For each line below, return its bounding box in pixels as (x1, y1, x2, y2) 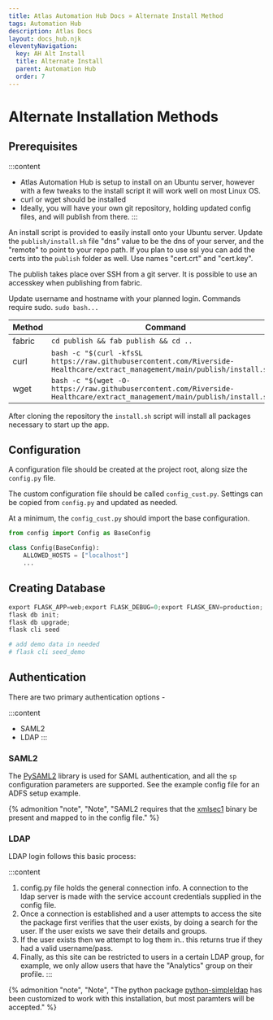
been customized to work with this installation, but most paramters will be (8, 994, 255, 1004)
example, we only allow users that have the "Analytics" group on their (19, 961, 253, 970)
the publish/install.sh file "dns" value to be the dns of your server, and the (8, 236, 264, 246)
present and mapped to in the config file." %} (8, 813, 160, 822)
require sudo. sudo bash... (8, 302, 99, 312)
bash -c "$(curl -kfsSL (51, 348, 144, 358)
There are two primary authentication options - (8, 692, 166, 702)
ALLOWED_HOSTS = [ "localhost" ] (23, 551, 129, 560)
